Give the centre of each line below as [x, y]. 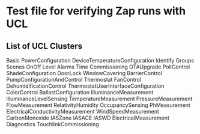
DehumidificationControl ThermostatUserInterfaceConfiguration [85, 86]
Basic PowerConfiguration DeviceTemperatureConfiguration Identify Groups [100, 60]
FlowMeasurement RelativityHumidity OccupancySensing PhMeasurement [98, 105]
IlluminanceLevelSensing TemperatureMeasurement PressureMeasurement [99, 99]
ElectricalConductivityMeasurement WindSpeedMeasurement [83, 111]
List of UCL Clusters [44, 46]
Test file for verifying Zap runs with [96, 11]
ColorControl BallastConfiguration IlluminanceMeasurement [80, 92]
